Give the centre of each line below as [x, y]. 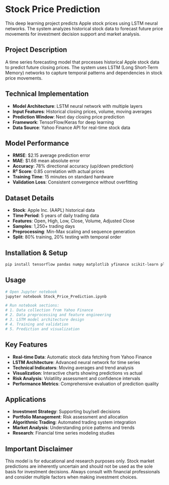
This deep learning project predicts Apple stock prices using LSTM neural [82, 23]
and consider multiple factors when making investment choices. [71, 477]
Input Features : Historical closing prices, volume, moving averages [82, 111]
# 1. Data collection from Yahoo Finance [49, 310]
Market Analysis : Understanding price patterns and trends [73, 428]
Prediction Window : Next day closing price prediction [68, 116]
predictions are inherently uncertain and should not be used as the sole [79, 466]
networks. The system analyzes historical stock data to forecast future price [84, 28]
